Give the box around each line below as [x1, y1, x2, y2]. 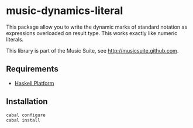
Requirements [6, 64, 58, 74]
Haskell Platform [14, 79, 54, 87]
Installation [6, 96, 48, 106]
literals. [6, 36, 24, 43]
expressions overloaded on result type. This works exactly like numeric [6, 29, 178, 36]
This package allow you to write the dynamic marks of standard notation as [6, 23, 188, 30]
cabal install [6, 117, 41, 123]
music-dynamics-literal [6, 4, 123, 18]
